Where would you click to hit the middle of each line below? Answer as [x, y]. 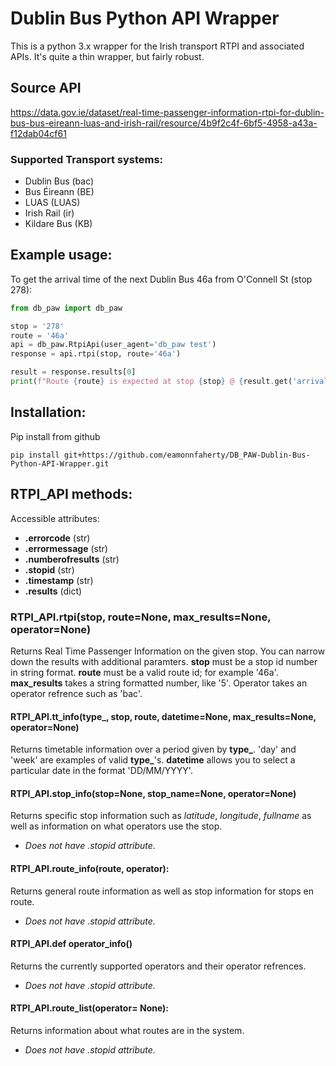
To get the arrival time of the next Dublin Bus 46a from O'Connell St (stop [161, 279]
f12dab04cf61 [38, 133]
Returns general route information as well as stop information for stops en [162, 891]
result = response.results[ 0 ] [73, 372]
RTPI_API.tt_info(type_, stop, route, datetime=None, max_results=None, [163, 716]
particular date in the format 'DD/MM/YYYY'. [101, 771]
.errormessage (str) [66, 548]
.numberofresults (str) [72, 559]
